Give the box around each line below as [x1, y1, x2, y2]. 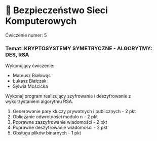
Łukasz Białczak [12, 78, 47, 84]
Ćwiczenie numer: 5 [5, 32, 47, 38]
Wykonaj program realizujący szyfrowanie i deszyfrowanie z [5, 93, 131, 99]
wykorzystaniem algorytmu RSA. [5, 98, 73, 104]
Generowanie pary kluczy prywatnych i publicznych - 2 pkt [12, 109, 136, 115]
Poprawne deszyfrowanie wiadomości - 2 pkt [12, 124, 108, 131]
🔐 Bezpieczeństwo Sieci [5, 5, 108, 16]
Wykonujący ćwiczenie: [5, 63, 55, 69]
